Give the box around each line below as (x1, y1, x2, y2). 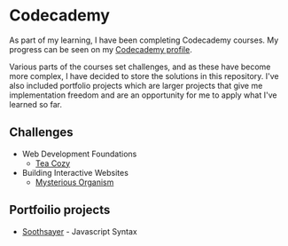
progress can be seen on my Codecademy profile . (9, 44, 192, 54)
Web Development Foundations (21, 148, 137, 159)
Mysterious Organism (35, 177, 114, 187)
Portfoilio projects (9, 202, 111, 218)
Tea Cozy (35, 157, 71, 169)
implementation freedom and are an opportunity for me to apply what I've (9, 90, 277, 100)
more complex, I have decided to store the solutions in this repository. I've (9, 70, 279, 81)
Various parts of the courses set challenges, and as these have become (9, 61, 271, 72)
